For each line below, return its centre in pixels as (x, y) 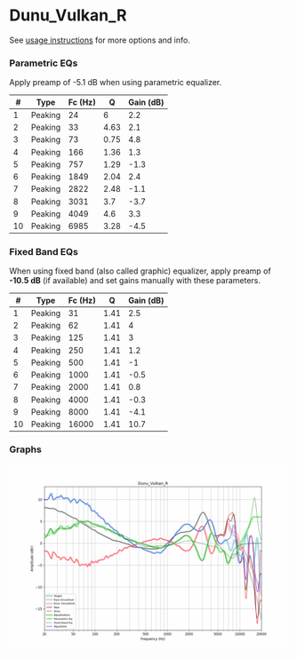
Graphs (25, 449)
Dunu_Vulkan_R (68, 16)
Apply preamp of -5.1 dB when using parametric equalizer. (116, 83)
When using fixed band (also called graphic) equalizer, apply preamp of (140, 271)
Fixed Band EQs (44, 251)
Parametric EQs (44, 63)
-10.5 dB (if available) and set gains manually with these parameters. (135, 281)
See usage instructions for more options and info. (100, 40)
